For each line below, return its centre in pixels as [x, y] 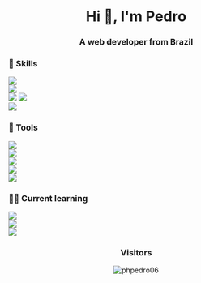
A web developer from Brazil [136, 42]
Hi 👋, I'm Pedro [136, 17]
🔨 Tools [23, 127]
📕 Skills [23, 64]
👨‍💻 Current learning [48, 198]
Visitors [136, 252]
